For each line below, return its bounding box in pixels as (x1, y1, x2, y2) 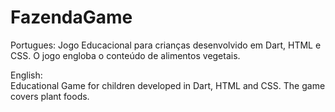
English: (10, 69, 43, 81)
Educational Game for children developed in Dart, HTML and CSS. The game (10, 79, 326, 91)
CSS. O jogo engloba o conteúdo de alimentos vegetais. (10, 49, 241, 61)
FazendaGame (10, 6, 133, 29)
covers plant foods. (10, 90, 90, 102)
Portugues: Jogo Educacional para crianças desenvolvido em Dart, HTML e (10, 39, 322, 51)
